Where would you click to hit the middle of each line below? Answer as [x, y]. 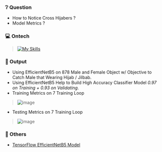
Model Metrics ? [28, 23]
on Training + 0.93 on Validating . [46, 88]
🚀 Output [16, 61]
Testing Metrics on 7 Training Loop [47, 112]
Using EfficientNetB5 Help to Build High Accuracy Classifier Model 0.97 [84, 82]
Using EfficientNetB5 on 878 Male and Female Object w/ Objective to [82, 72]
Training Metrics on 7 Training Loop [48, 93]
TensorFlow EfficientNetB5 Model [46, 145]
